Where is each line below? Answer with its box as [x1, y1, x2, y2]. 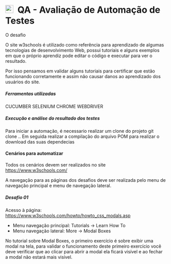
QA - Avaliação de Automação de [17, 4, 161, 16]
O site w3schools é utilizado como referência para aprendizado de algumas [5, 41, 164, 47]
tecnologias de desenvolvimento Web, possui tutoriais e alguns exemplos [5, 47, 160, 53]
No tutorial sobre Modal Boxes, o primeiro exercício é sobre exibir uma [5, 238, 154, 244]
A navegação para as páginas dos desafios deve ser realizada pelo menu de [5, 177, 166, 183]
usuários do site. [5, 79, 40, 85]
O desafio [5, 32, 26, 38]
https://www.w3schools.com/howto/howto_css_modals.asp [5, 212, 131, 219]
